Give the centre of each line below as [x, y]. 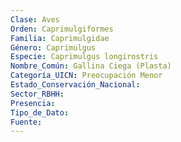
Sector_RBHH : [37, 94]
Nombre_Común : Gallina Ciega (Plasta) [91, 66]
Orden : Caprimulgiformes [62, 29]
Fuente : [26, 122]
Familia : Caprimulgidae [60, 38]
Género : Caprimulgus [53, 47]
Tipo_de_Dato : [40, 112]
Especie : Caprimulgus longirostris [84, 57]
